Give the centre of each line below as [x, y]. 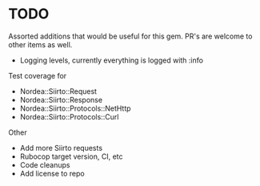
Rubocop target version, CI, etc [71, 156]
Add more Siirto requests [61, 148]
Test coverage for [38, 75]
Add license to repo [52, 173]
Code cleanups [45, 164]
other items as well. [40, 44]
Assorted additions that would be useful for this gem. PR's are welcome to [130, 36]
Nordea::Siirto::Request [58, 91]
